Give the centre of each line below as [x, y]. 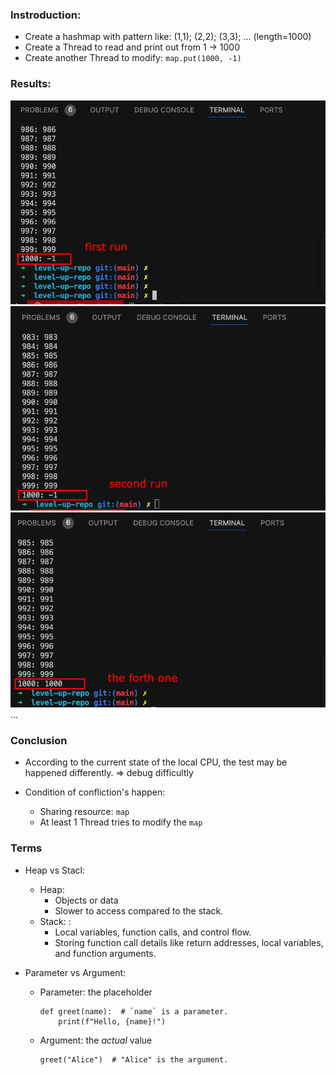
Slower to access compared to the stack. [139, 910]
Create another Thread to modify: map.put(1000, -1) [133, 58]
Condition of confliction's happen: [95, 792]
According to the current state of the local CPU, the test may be [156, 762]
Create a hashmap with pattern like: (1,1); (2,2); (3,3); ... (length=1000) [168, 37]
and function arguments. [105, 953]
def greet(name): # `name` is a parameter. [134, 1011]
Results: [31, 84]
